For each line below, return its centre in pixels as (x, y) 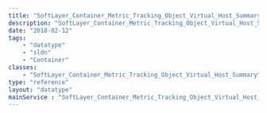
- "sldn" (37, 53)
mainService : (32, 97)
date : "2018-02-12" (41, 30)
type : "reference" (39, 82)
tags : (17, 38)
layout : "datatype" (41, 90)
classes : (23, 68)
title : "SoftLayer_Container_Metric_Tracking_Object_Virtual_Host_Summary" (136, 16)
